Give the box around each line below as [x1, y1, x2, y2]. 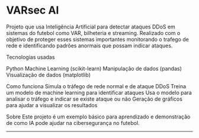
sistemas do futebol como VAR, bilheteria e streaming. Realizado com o [6, 29, 181, 36]
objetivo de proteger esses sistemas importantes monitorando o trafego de [6, 36, 190, 43]
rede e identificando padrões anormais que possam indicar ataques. [6, 42, 173, 49]
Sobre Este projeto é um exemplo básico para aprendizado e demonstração [6, 113, 191, 120]
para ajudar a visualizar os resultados [6, 101, 98, 108]
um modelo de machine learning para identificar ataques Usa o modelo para [6, 89, 192, 96]
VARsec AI [6, 4, 59, 17]
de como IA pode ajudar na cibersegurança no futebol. [6, 119, 140, 126]
